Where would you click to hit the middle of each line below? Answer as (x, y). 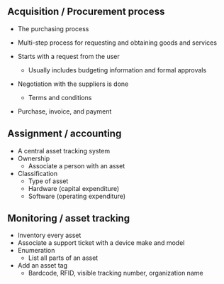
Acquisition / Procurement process (86, 12)
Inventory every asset (49, 235)
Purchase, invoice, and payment (65, 111)
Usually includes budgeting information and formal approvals (117, 70)
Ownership (34, 158)
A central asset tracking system (64, 151)
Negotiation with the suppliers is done (73, 84)
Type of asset (48, 181)
